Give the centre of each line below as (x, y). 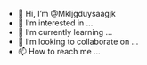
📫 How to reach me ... (59, 51)
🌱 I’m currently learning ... (65, 32)
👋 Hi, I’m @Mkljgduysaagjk (66, 14)
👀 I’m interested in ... (55, 23)
